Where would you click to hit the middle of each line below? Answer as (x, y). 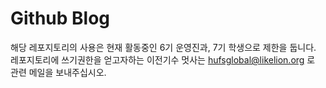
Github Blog (60, 18)
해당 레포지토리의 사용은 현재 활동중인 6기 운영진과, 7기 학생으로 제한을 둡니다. (163, 47)
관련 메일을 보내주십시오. (58, 72)
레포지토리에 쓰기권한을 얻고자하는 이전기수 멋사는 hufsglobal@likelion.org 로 (163, 59)
